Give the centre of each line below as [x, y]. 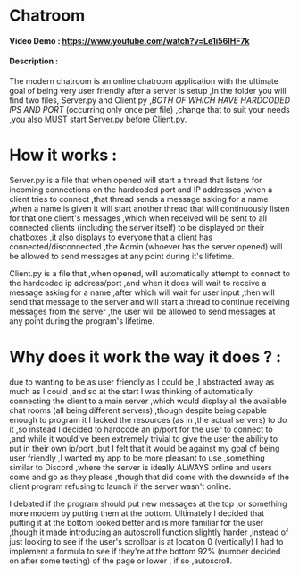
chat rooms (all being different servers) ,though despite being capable [138, 410]
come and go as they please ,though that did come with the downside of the [149, 477]
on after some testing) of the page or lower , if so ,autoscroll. [121, 561]
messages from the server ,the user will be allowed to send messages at [142, 311]
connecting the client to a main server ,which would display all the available [148, 401]
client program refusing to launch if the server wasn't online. [120, 486]
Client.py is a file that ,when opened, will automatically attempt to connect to [150, 273]
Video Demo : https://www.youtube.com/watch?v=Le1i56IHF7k [129, 40]
